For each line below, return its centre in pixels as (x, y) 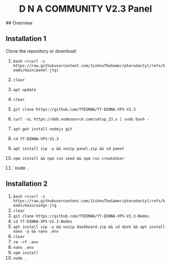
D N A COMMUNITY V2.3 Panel (86, 9)
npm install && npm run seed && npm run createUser (69, 158)
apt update (25, 90)
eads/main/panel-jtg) (36, 70)
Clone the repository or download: (41, 51)
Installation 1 (26, 39)
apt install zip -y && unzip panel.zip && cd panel (69, 148)
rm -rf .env (26, 242)
